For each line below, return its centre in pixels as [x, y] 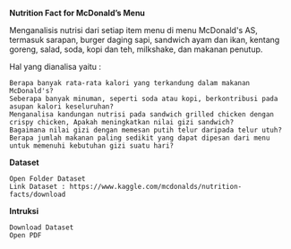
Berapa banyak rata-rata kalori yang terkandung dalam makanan [130, 83]
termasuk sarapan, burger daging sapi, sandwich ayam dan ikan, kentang [145, 40]
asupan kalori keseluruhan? [62, 107]
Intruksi [24, 211]
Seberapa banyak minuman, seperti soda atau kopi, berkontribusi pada [144, 99]
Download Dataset [42, 228]
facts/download [38, 194]
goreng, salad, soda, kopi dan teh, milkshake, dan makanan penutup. [136, 49]
